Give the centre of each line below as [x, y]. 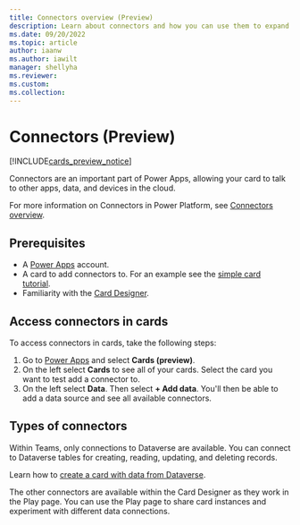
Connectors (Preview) [92, 136]
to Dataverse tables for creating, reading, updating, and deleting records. [144, 457]
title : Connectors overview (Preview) [81, 17]
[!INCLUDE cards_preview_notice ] [71, 161]
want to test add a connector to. [81, 379]
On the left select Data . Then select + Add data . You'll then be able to [150, 389]
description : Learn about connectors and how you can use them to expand [150, 26]
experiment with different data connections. [90, 511]
